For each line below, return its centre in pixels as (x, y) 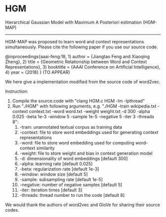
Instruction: (17, 91)
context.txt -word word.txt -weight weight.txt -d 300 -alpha (89, 111)
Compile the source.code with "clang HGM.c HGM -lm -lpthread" (78, 101)
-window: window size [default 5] (54, 174)
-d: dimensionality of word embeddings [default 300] (74, 158)
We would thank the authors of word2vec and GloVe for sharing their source (83, 205)
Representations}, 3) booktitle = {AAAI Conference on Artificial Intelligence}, (83, 67)
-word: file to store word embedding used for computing (77, 143)
